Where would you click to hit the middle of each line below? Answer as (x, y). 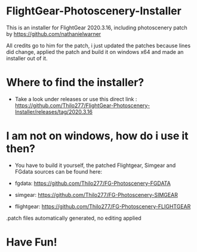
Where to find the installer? (75, 83)
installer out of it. (27, 58)
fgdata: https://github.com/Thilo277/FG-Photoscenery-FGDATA (93, 183)
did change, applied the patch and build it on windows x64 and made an (95, 51)
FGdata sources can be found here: (59, 171)
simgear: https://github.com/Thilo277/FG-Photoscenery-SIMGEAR (96, 195)
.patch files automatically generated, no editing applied (74, 218)
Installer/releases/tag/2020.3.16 (53, 111)
